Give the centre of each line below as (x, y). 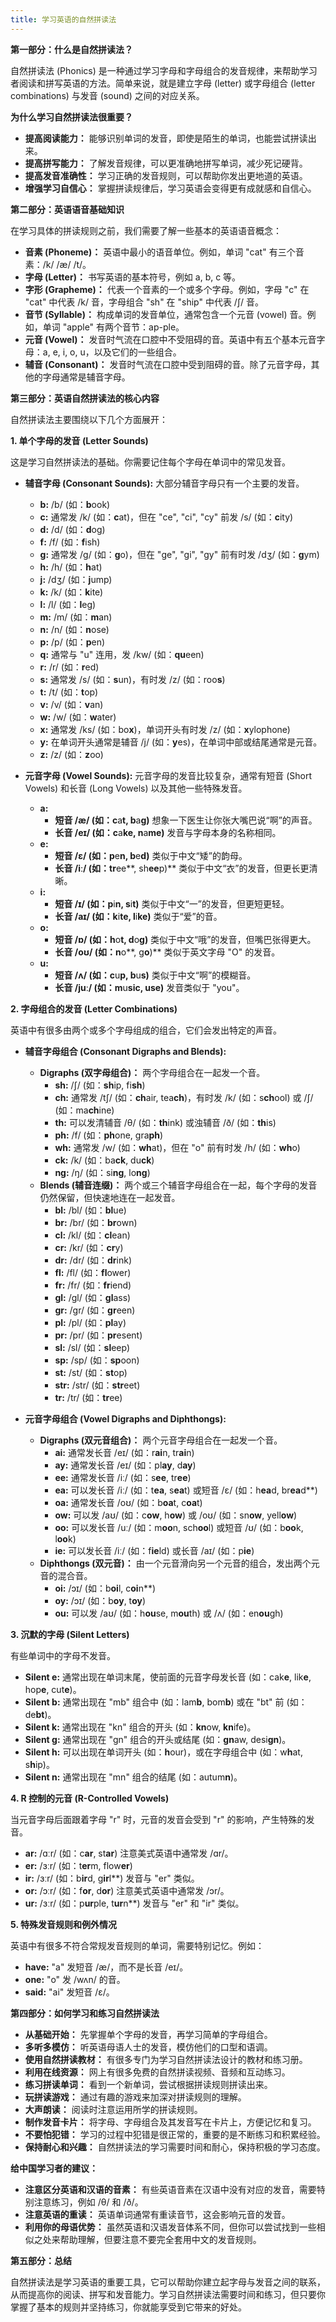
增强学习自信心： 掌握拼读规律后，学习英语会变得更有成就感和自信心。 (170, 188)
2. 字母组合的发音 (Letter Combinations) (94, 1008)
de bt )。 (40, 1714)
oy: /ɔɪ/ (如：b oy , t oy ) (100, 1600)
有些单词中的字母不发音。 (63, 1655)
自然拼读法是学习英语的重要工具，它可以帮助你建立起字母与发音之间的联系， (168, 2282)
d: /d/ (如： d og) (72, 529)
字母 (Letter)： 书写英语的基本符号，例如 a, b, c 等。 (133, 277)
